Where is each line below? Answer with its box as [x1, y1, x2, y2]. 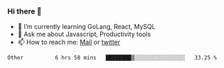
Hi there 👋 [7, 6, 43, 16]
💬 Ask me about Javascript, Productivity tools [17, 30, 151, 38]
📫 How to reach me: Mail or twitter [17, 38, 121, 47]
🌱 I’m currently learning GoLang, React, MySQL [17, 23, 156, 31]
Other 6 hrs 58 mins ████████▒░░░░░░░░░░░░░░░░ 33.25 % [7, 55, 218, 62]
